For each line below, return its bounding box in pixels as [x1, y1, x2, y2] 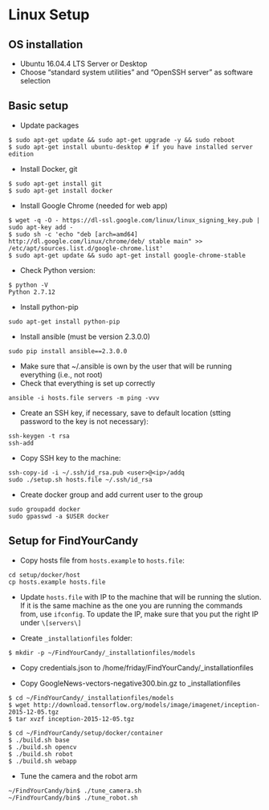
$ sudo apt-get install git [8, 179, 103, 188]
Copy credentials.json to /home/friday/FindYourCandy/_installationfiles [19, 662, 255, 672]
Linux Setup [8, 6, 90, 24]
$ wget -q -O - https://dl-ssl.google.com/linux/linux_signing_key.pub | [8, 216, 261, 224]
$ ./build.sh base [8, 736, 70, 744]
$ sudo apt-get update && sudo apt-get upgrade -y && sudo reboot [8, 136, 235, 144]
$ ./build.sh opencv [8, 743, 78, 751]
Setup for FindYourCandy [8, 534, 139, 547]
